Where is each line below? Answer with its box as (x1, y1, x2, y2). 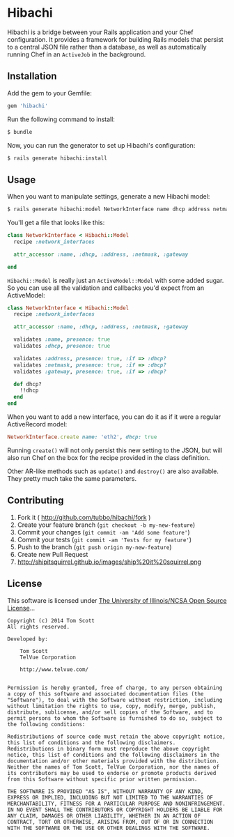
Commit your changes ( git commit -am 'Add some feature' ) (17, 528, 190, 536)
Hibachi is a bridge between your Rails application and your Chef (7, 28, 194, 36)
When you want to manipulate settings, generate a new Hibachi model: (7, 192, 210, 201)
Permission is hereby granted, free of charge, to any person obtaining (7, 684, 223, 691)
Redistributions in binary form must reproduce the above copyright (7, 745, 210, 752)
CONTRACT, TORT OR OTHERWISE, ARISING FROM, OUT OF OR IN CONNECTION (7, 818, 214, 825)
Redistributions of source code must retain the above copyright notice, (7, 733, 226, 740)
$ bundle (7, 128, 33, 135)
